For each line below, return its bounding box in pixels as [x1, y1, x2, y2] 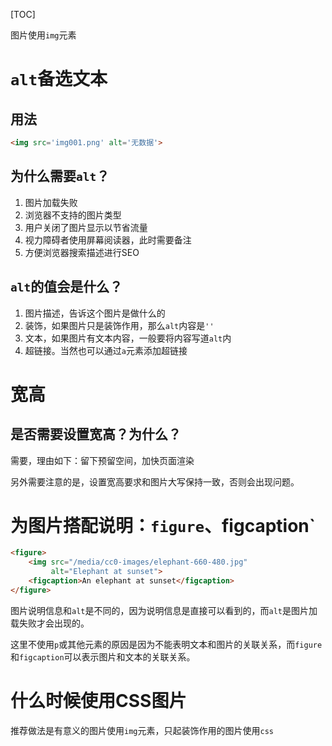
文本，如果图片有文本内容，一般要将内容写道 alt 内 [24, 332, 232, 344]
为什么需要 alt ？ [10, 168, 110, 185]
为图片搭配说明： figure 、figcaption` [10, 514, 316, 537]
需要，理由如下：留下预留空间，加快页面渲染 [10, 454, 195, 466]
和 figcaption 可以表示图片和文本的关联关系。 [10, 650, 196, 663]
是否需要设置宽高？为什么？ [10, 426, 182, 443]
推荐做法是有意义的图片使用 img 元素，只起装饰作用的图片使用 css [10, 724, 274, 736]
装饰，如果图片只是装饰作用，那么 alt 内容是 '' [24, 319, 215, 331]
